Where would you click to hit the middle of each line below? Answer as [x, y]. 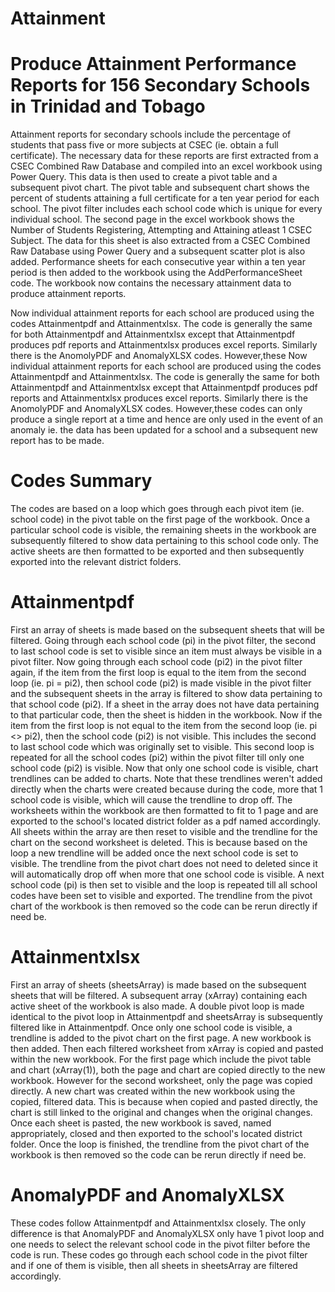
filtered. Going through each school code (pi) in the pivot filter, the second [163, 640]
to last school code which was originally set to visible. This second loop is [162, 746]
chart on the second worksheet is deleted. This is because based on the [159, 842]
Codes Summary [81, 481]
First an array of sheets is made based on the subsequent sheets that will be [167, 630]
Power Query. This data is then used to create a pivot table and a [144, 177]
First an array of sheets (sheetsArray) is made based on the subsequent [158, 984]
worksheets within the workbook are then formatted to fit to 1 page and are [164, 810]
